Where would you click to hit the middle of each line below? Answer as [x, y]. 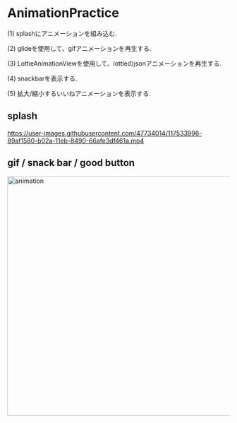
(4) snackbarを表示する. [42, 78]
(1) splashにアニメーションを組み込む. [62, 33]
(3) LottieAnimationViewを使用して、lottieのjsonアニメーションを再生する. [115, 63]
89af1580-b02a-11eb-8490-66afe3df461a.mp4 [76, 141]
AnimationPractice [63, 13]
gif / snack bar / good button [71, 163]
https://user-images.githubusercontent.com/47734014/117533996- [105, 133]
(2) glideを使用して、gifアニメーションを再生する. [79, 48]
